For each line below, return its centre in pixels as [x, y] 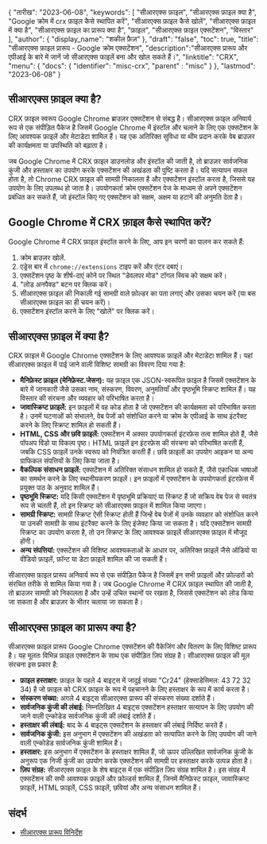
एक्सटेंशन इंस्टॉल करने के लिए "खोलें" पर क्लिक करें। [87, 311]
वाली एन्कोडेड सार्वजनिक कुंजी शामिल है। [71, 743]
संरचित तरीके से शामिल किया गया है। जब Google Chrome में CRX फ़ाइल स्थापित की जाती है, [131, 584]
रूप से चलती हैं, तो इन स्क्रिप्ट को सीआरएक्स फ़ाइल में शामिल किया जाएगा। [113, 505]
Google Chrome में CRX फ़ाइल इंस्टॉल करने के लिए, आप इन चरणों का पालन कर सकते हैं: [126, 242]
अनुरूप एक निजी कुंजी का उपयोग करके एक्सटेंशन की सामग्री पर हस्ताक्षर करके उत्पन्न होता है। [136, 761]
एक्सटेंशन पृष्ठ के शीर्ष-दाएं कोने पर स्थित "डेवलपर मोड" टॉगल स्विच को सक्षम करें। [123, 275]
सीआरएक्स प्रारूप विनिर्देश [51, 832]
